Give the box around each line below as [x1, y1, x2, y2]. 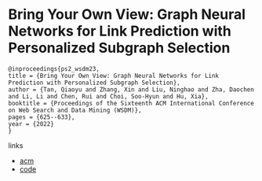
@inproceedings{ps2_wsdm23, [8, 65, 100, 72]
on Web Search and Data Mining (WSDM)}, [8, 106, 143, 114]
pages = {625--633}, [8, 113, 76, 121]
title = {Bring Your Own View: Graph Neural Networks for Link [8, 72, 220, 79]
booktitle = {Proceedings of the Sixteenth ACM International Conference [8, 99, 255, 107]
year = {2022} [8, 120, 55, 127]
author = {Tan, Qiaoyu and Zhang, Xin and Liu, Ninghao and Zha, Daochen [8, 85, 255, 94]
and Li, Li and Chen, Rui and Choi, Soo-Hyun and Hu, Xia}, [8, 92, 209, 100]
